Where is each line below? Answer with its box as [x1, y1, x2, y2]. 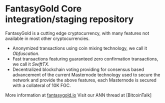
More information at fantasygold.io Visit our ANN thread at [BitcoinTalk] [5, 92, 151, 98]
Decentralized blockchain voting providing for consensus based [12, 66, 144, 72]
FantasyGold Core [5, 3, 82, 14]
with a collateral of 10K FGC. [12, 82, 71, 88]
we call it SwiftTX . [12, 61, 50, 67]
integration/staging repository [5, 13, 134, 25]
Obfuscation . [12, 50, 40, 56]
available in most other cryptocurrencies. [5, 35, 90, 41]
